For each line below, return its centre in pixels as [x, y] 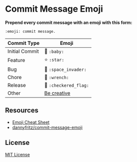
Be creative [57, 93]
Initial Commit [23, 51]
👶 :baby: [54, 51]
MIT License [18, 154]
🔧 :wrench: [57, 77]
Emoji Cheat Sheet [31, 122]
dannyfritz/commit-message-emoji [47, 127]
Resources [22, 111]
